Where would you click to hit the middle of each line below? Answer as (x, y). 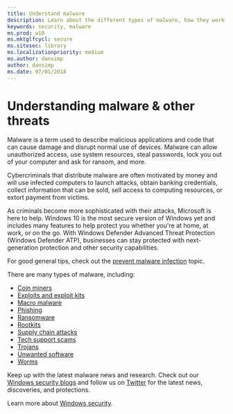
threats (28, 120)
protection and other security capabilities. (99, 248)
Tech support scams (46, 340)
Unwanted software (45, 354)
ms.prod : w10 (26, 33)
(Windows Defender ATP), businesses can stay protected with (96, 241)
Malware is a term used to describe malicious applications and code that (111, 140)
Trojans (28, 347)
